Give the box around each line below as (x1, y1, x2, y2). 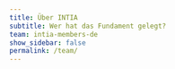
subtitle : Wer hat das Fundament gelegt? (9, 22, 167, 30)
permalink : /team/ (9, 47, 78, 56)
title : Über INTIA (9, 13, 78, 22)
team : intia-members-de (9, 30, 99, 39)
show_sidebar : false (9, 38, 87, 47)
